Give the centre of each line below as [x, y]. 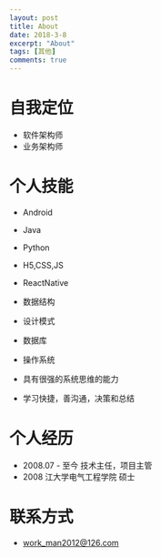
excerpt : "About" [42, 43]
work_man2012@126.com [71, 542]
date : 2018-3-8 [38, 35]
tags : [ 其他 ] [33, 52]
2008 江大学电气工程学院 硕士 [79, 476]
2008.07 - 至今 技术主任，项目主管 [87, 465]
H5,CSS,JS [43, 265]
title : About [34, 26]
